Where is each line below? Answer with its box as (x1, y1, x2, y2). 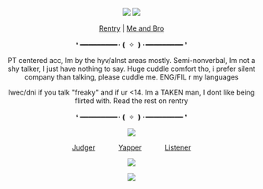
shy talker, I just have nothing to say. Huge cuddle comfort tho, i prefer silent (7, 64, 256, 73)
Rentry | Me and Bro (98, 24, 165, 33)
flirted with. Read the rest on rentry (75, 96, 188, 106)
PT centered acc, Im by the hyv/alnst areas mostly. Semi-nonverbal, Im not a (7, 56, 256, 65)
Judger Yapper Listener (72, 143, 191, 152)
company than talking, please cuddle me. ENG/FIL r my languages (24, 72, 239, 82)
